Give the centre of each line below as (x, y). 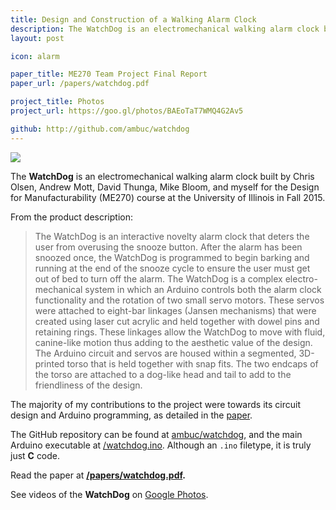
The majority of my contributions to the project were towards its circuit (156, 404)
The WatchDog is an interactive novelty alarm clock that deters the (172, 236)
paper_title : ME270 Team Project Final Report (109, 74)
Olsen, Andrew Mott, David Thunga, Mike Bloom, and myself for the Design (165, 187)
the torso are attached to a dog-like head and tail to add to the (163, 374)
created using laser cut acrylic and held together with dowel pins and (177, 321)
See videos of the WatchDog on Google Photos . (109, 494)
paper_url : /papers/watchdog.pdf (80, 84)
